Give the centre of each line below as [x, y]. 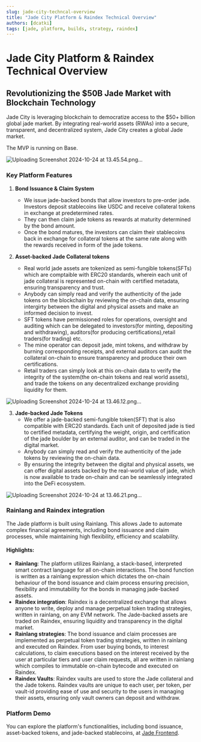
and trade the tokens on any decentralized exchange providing [101, 383]
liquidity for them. [46, 389]
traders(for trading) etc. [53, 338]
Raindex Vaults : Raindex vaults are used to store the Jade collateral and [104, 679]
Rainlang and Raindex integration [55, 510]
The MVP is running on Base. [42, 148]
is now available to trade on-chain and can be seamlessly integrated [108, 477]
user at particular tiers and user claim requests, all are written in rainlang [104, 660]
